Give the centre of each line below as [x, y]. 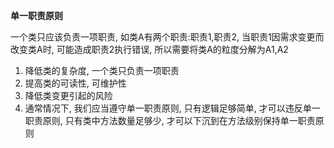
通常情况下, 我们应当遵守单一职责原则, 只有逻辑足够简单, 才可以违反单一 [172, 108]
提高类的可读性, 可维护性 [75, 83]
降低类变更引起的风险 [68, 95]
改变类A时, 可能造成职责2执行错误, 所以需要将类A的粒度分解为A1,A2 [149, 49]
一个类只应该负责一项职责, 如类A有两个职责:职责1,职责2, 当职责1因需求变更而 [167, 37]
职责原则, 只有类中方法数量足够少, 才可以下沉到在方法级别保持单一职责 [170, 120]
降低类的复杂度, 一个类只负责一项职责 [102, 70]
